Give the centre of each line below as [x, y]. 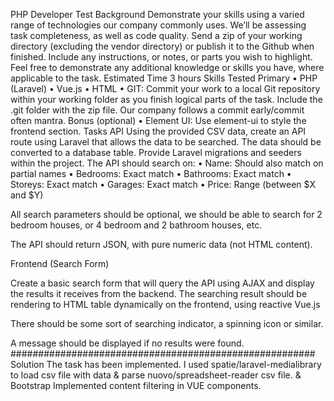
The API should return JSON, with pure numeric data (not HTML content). [161, 244]
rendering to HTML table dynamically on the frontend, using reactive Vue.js [165, 304]
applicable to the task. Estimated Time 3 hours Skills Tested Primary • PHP [164, 78]
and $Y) [27, 195]
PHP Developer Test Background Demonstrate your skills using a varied [157, 14]
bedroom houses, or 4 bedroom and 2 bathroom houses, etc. [136, 225]
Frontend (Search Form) [60, 263]
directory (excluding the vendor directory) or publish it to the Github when [162, 46]
